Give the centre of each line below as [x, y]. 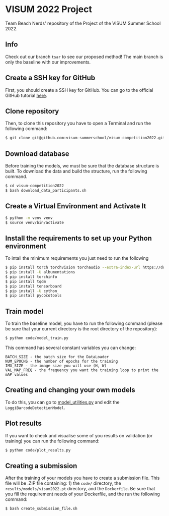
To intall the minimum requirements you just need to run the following [77, 258]
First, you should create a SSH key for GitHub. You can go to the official [79, 90]
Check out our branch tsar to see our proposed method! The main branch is [84, 56]
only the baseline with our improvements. [48, 62]
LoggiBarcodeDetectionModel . [35, 408]
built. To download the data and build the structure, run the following [76, 171]
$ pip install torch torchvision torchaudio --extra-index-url [73, 268]
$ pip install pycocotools [33, 296]
